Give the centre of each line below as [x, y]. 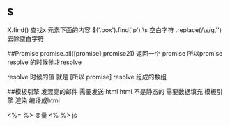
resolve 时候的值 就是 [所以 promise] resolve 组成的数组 [87, 77]
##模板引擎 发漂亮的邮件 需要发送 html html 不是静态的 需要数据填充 [105, 91]
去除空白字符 [25, 38]
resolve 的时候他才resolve [45, 62]
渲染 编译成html [38, 100]
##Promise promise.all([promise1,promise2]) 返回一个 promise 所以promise [115, 53]
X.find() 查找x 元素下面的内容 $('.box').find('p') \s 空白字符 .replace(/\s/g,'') [114, 30]
